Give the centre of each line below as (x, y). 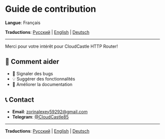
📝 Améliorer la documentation (42, 84)
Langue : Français (23, 23)
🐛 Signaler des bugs (32, 73)
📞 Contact (20, 100)
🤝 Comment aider (32, 62)
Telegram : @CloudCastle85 (40, 117)
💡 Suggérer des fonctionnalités (43, 79)
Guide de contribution (51, 9)
